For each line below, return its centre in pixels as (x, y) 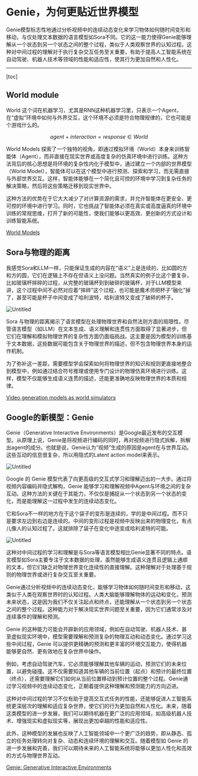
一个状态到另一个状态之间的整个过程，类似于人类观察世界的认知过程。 (101, 44)
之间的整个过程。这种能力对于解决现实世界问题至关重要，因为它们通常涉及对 (99, 609)
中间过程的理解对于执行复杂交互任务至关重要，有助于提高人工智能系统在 (104, 51)
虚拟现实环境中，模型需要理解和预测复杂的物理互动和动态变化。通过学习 (99, 637)
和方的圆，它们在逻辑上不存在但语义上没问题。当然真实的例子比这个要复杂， (99, 275)
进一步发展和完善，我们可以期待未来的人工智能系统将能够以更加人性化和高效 (99, 748)
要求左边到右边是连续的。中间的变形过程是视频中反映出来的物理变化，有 (99, 521)
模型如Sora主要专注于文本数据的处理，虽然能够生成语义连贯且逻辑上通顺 (99, 560)
